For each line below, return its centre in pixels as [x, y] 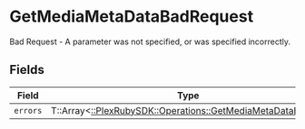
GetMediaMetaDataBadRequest [132, 17]
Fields [27, 70]
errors [28, 111]
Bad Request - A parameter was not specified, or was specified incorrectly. [150, 41]
